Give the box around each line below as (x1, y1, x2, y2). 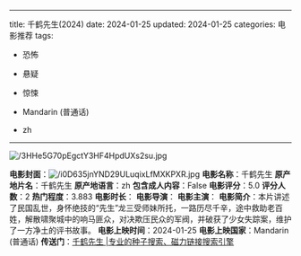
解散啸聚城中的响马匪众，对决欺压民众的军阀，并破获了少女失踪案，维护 (24, 214, 292, 225)
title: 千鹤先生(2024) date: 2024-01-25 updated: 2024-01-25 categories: (9, 19, 276, 30)
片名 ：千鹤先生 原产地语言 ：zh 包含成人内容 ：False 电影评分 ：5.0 (16, 181, 261, 190)
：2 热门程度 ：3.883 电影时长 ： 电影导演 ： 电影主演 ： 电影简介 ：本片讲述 (17, 191, 290, 202)
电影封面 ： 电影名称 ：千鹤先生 (9, 169, 273, 180)
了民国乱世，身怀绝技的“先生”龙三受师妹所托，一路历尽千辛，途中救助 (9, 203, 268, 213)
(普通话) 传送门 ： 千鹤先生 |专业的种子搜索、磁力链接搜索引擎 (9, 236, 235, 247)
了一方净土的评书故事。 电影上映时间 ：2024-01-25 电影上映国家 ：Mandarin (9, 225, 289, 235)
